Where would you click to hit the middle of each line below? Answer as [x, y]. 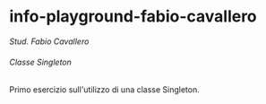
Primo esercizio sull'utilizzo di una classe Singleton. [104, 90]
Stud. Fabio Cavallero [49, 41]
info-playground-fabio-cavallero [133, 17]
